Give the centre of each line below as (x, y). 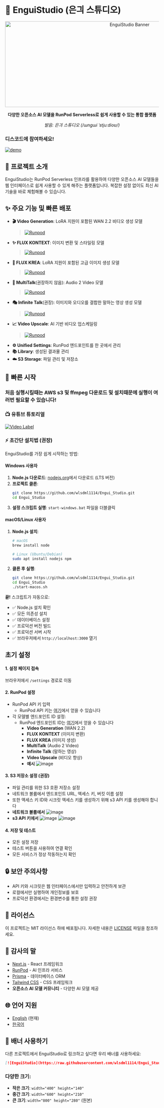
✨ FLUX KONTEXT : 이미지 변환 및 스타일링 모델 (58, 243)
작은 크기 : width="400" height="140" (48, 1088)
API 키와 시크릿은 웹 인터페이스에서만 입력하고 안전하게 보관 (69, 886)
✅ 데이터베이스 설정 (31, 620)
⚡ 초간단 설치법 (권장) (29, 441)
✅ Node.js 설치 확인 (31, 608)
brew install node (31, 545)
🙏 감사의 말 (21, 951)
